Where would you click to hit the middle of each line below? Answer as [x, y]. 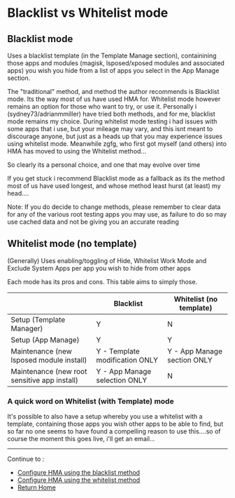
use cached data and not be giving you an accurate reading [93, 222]
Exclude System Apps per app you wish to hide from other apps [99, 268]
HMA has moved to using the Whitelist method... [77, 151]
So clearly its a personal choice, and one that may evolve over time [104, 165]
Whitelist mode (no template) [72, 244]
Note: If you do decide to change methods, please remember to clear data [114, 207]
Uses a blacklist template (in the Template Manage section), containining [112, 55]
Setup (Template [38, 319]
